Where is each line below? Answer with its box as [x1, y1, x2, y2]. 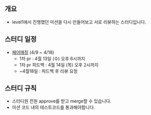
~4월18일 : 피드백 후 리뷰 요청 [19, 68, 78, 74]
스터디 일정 [4, 35, 37, 43]
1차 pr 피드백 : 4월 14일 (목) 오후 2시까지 [19, 61, 98, 67]
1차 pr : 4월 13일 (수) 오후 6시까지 [19, 55, 85, 61]
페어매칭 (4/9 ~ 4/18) [11, 49, 54, 55]
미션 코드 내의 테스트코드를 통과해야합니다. [11, 104, 95, 110]
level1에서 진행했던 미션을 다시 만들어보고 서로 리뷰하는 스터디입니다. [11, 19, 146, 25]
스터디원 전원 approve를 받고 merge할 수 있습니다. [11, 98, 111, 104]
